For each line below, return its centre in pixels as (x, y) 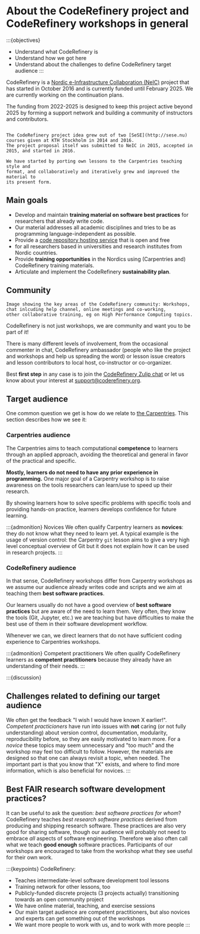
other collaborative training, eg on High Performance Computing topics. (100, 315)
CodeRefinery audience (41, 568)
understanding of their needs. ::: (46, 666)
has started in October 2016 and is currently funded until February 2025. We (100, 88)
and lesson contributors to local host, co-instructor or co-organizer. (89, 362)
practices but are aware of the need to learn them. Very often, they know (96, 611)
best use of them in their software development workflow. (77, 624)
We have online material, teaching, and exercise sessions (85, 905)
